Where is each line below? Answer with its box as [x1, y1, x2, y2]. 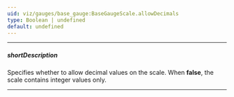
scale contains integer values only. [7, 76, 107, 84]
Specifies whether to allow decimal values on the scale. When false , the [7, 69, 214, 77]
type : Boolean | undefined [7, 17, 86, 24]
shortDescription [7, 51, 58, 59]
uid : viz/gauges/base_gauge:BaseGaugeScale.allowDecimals [7, 10, 179, 17]
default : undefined [7, 23, 64, 30]
